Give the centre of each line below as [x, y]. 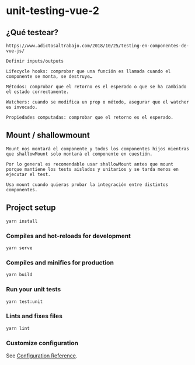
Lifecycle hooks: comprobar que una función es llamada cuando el [88, 71]
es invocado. [22, 107]
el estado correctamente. [37, 92]
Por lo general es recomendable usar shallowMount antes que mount [90, 164]
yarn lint [18, 328]
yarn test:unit [25, 302]
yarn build [19, 275]
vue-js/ [15, 51]
